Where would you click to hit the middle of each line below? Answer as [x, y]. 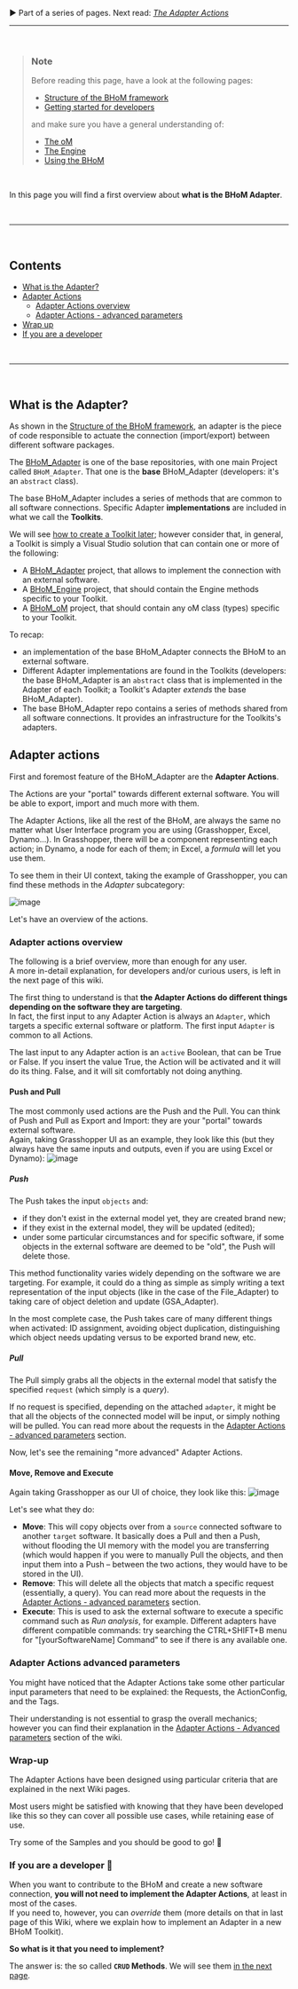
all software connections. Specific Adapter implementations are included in [148, 507]
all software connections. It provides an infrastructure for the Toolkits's [152, 717]
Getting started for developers [99, 107]
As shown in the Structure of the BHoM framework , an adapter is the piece [145, 426]
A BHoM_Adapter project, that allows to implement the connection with [151, 570]
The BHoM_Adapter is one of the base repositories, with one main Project [143, 462]
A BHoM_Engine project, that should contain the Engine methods [140, 588]
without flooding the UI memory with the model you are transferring [145, 1546]
